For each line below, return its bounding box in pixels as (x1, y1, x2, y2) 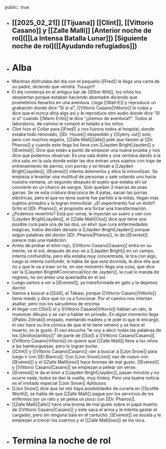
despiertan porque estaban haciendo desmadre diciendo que (11, 94, 138, 100)
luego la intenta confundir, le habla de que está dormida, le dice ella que (11, 259, 160, 265)
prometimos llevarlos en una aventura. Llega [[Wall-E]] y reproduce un (11, 100, 156, 106)
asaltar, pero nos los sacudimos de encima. (11, 301, 101, 307)
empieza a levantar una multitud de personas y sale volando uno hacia (11, 174, 157, 180)
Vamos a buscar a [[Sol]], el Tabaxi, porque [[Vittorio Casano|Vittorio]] (11, 290, 156, 296)
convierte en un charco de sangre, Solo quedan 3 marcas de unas (11, 184, 148, 190)
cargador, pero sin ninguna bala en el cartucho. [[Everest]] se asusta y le (11, 412, 162, 418)
